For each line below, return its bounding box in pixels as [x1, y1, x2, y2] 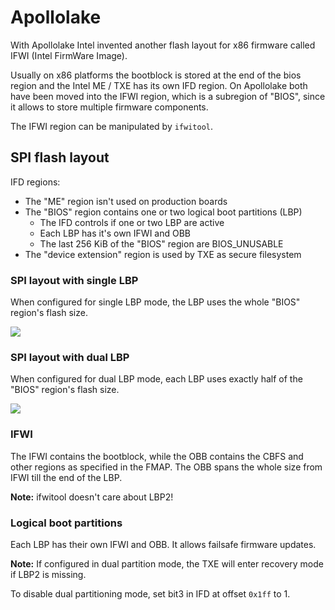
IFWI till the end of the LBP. [10, 471, 123, 483]
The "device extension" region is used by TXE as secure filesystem [24, 248, 302, 260]
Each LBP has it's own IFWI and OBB [39, 227, 191, 239]
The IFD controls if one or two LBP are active [39, 216, 225, 228]
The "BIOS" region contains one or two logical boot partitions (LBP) [24, 206, 303, 218]
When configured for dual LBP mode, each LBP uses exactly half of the [10, 373, 303, 385]
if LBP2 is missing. [10, 568, 87, 580]
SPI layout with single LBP [10, 273, 139, 287]
